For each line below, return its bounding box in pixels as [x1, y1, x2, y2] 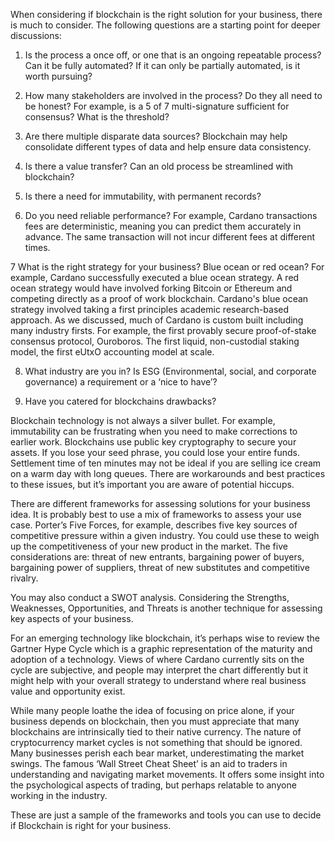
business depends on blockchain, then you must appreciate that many [10, 715, 300, 727]
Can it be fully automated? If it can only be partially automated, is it [24, 60, 301, 71]
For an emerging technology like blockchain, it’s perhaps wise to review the [10, 632, 321, 644]
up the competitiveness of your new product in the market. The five [10, 540, 288, 552]
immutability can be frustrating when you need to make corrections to [10, 425, 298, 437]
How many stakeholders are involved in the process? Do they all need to [24, 90, 323, 101]
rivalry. [10, 572, 39, 584]
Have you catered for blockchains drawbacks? [24, 395, 217, 407]
